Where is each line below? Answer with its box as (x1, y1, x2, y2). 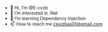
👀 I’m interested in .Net (10, 10, 58, 16)
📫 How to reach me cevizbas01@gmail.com (10, 21, 103, 27)
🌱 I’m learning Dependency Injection (10, 15, 86, 21)
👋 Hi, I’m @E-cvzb (10, 5, 48, 10)
